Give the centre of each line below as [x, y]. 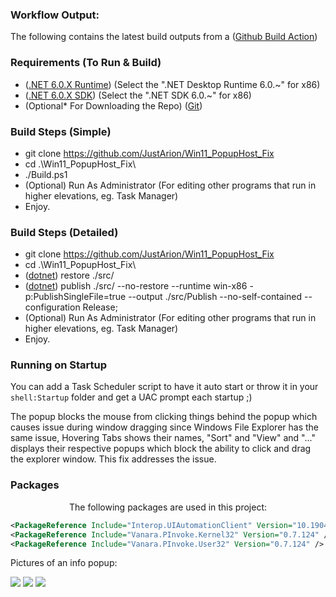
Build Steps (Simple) [61, 131]
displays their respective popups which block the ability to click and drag [161, 449]
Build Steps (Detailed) [64, 232]
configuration [52, 307]
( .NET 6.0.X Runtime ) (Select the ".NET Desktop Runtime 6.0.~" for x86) [172, 84]
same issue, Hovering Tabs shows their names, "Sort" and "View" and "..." [163, 438]
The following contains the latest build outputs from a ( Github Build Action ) [164, 37]
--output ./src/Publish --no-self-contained [215, 297]
